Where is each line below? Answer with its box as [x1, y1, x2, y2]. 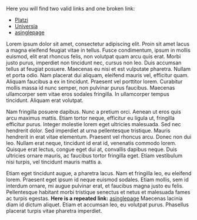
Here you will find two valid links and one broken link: [6, 5, 135, 12]
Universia [14, 23, 38, 29]
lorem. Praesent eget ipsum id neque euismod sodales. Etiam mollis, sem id [6, 176, 189, 183]
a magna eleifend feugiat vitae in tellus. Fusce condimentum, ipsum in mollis [6, 47, 191, 54]
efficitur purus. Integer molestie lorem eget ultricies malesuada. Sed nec [6, 121, 181, 127]
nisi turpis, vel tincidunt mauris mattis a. [6, 159, 102, 165]
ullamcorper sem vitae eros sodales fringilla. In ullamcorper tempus [6, 91, 169, 97]
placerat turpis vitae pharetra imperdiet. [6, 208, 102, 214]
